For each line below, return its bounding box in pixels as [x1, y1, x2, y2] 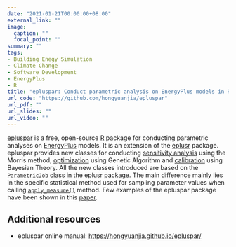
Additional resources [7, 213, 101, 225]
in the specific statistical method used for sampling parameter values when [7, 178, 225, 186]
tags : [7, 50, 23, 57]
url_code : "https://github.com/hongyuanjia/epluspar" [7, 95, 169, 102]
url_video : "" [7, 114, 49, 121]
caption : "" [13, 29, 49, 37]
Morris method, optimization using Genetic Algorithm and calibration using [7, 155, 223, 164]
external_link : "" [7, 17, 61, 24]
